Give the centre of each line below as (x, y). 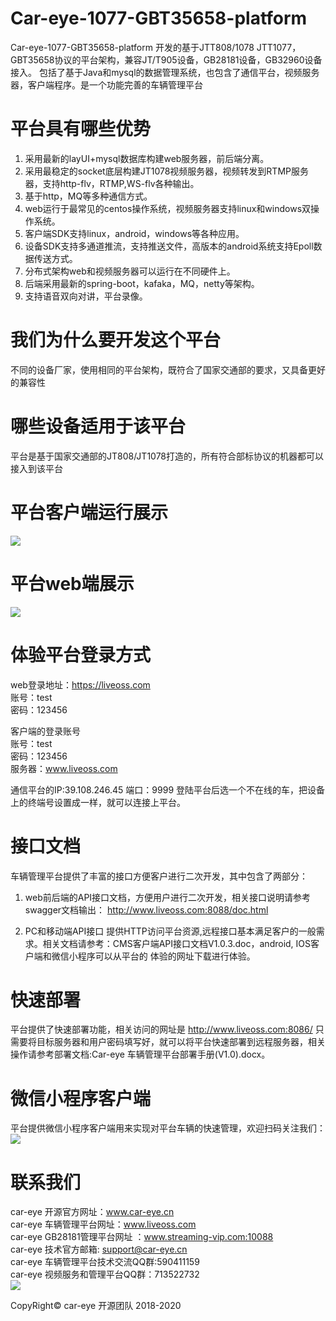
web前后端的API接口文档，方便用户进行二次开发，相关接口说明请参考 (168, 897)
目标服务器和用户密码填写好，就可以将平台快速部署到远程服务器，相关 (181, 1042)
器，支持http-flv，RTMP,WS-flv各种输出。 (112, 183)
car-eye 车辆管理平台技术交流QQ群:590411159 (105, 1262)
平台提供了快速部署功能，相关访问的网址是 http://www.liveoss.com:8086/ (161, 1029)
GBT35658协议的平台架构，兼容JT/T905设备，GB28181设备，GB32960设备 (166, 59)
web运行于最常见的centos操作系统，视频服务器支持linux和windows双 (168, 208)
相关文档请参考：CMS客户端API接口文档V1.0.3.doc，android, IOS (177, 943)
